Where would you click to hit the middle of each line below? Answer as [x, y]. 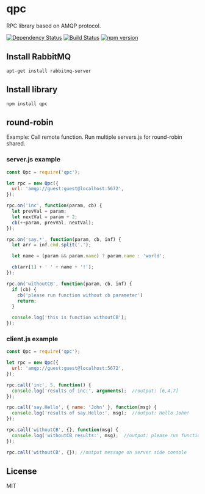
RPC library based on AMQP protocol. [54, 26]
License [22, 471]
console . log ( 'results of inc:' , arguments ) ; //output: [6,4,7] [95, 391]
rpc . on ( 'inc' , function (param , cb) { [54, 206]
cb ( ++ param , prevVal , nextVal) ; [53, 223]
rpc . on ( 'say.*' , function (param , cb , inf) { [64, 239]
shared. [16, 144]
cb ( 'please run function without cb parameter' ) [80, 295]
